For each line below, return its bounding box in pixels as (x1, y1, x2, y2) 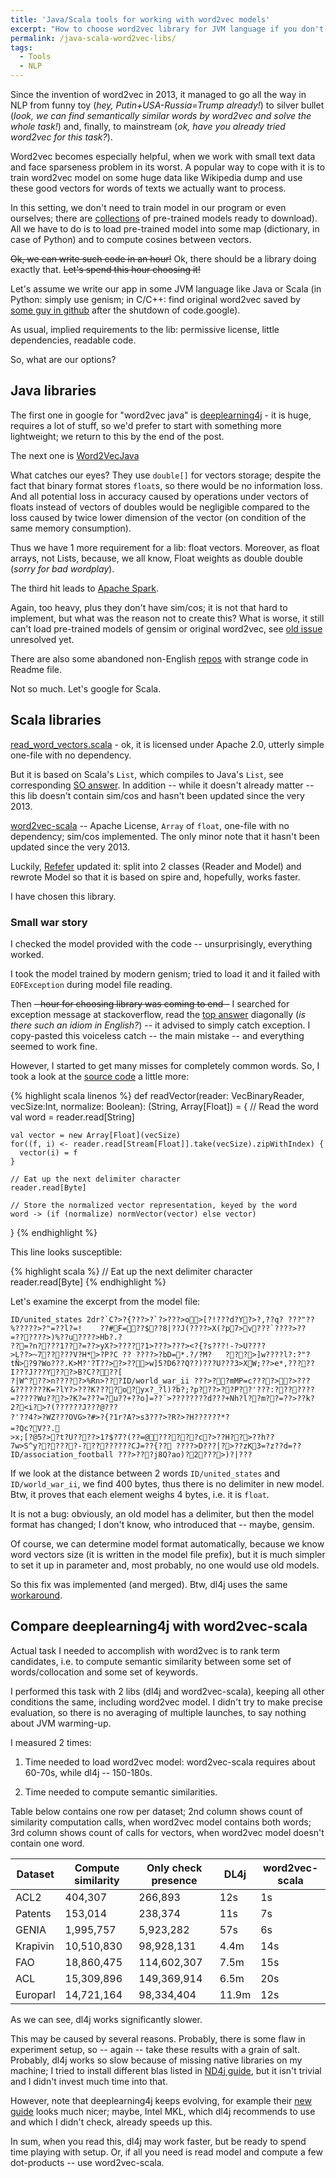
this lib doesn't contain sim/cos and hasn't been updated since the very (10, 789, 305, 801)
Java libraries (10, 382, 97, 400)
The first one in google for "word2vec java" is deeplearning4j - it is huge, (10, 409, 312, 421)
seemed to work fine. (10, 1040, 98, 1052)
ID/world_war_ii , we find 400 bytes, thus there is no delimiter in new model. (10, 1477, 325, 1490)
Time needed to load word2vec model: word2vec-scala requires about (24, 1756, 316, 1768)
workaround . (10, 1589, 63, 1601)
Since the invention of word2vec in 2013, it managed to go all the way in (10, 89, 307, 100)
